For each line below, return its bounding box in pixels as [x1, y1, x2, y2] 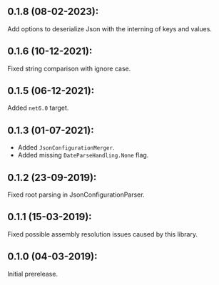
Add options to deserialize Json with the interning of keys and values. [7, 24, 213, 33]
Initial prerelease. [7, 269, 58, 278]
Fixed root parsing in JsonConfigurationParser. [7, 190, 145, 199]
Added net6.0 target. [7, 103, 69, 113]
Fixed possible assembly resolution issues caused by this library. [7, 229, 198, 238]
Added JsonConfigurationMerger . [17, 143, 115, 152]
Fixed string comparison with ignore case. [7, 64, 131, 73]
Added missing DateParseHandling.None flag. [17, 151, 149, 160]
